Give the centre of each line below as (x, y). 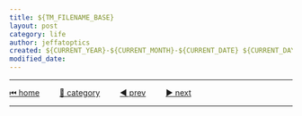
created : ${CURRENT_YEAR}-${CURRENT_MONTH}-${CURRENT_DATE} (124, 51)
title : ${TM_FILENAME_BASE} (62, 17)
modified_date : (38, 59)
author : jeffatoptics (50, 42)
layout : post (34, 26)
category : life (38, 34)
